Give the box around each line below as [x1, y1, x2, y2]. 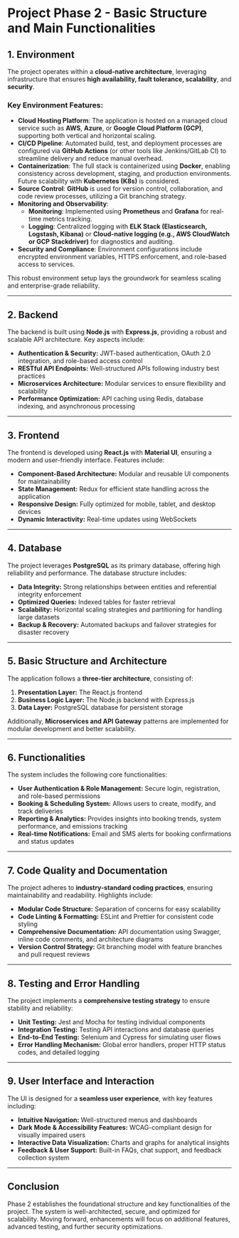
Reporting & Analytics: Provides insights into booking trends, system [17, 814, 222, 823]
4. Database [7, 542, 63, 555]
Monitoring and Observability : [17, 199, 109, 208]
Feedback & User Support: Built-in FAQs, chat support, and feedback [17, 1145, 222, 1154]
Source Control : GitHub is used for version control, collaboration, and [17, 184, 223, 193]
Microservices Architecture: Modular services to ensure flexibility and [17, 379, 226, 388]
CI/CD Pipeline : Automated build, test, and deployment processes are [17, 139, 223, 147]
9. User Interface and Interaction [7, 1075, 155, 1087]
